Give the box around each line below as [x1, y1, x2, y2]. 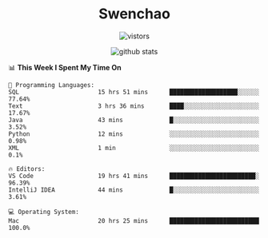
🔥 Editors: [8, 165, 46, 173]
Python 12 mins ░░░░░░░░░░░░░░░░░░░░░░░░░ [8, 129, 260, 138]
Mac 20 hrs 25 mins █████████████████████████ [8, 216, 260, 224]
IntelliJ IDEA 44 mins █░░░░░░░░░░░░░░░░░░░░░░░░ [8, 185, 260, 194]
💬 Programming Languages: [8, 81, 94, 89]
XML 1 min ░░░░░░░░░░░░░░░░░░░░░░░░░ [8, 144, 260, 152]
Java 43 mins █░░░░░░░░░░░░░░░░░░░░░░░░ [8, 116, 260, 124]
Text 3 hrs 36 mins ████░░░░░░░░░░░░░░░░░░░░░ [8, 101, 260, 110]
